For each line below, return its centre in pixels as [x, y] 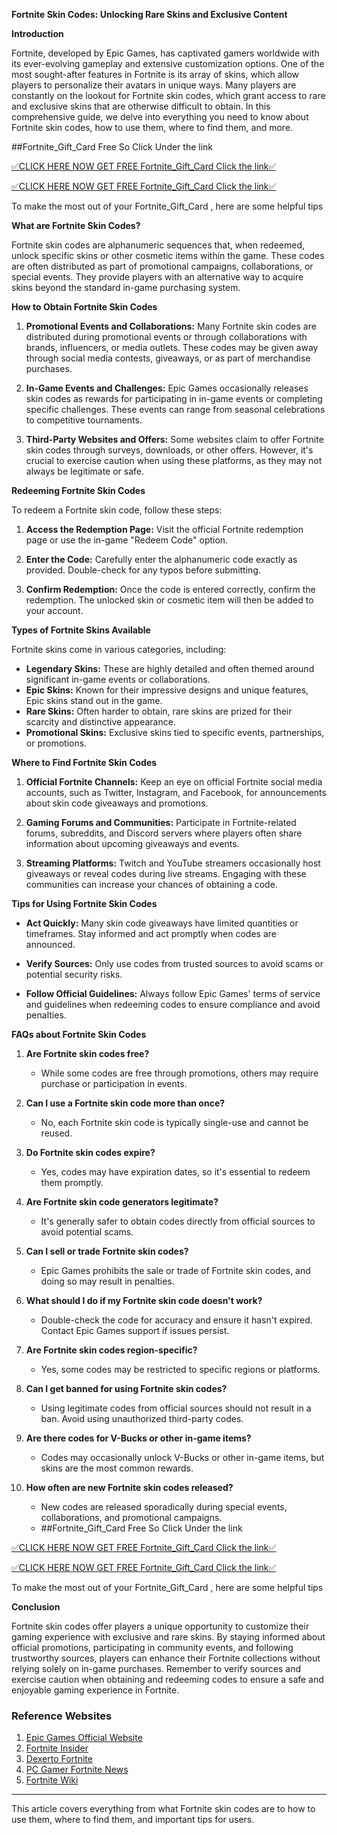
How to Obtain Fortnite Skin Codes [84, 307]
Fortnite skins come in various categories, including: [119, 649]
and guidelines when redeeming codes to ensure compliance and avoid [173, 1004]
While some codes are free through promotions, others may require [179, 1073]
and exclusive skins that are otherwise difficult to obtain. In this [141, 106]
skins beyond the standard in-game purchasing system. [126, 287]
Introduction [37, 33]
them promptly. [72, 1182]
